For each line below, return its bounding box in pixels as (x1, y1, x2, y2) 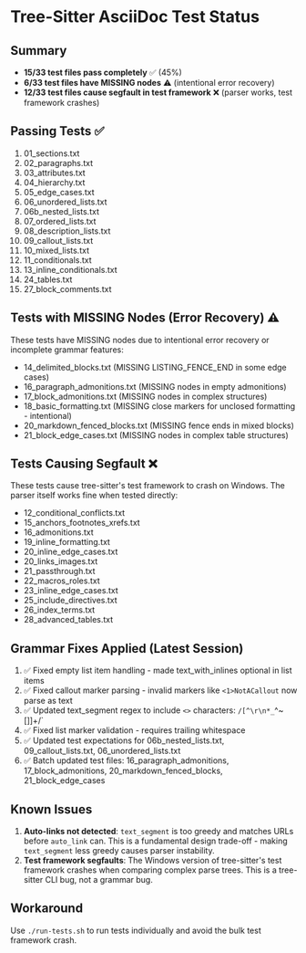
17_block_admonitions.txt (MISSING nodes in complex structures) (23, 391, 268, 402)
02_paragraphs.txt (23, 157, 94, 168)
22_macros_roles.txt (23, 575, 101, 586)
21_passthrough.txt (23, 566, 96, 577)
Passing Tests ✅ (10, 123, 105, 139)
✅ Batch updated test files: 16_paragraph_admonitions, (23, 755, 229, 766)
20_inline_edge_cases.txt (23, 546, 118, 558)
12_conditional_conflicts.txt (23, 508, 126, 518)
